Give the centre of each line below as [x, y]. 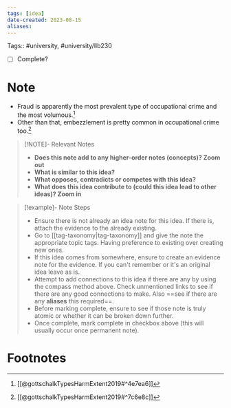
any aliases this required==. [74, 301]
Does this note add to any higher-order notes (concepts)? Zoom [127, 157]
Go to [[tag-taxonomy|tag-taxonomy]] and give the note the [119, 235]
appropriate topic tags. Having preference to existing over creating [129, 242]
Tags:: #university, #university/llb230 [59, 46]
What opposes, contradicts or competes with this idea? [115, 179]
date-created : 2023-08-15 [44, 20]
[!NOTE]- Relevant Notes [59, 144]
